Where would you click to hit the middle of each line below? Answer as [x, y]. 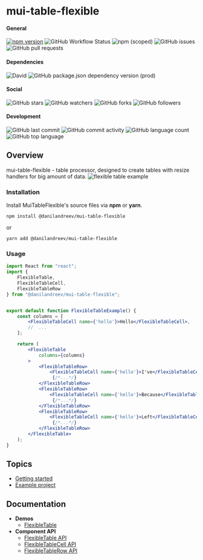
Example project [35, 485]
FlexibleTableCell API [50, 544]
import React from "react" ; [42, 266]
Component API [35, 532]
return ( [28, 344]
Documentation [36, 504]
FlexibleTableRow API [50, 551]
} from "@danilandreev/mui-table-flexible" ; [63, 295]
